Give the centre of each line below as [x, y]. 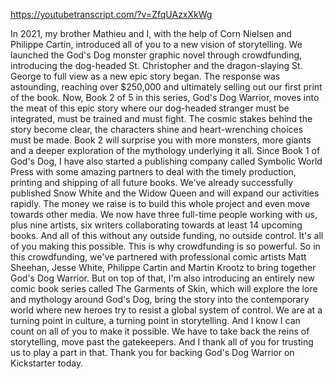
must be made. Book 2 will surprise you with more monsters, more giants [161, 140]
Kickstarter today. [47, 363]
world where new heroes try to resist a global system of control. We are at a [166, 310]
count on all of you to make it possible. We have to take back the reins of [160, 331]
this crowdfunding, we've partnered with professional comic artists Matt [158, 257]
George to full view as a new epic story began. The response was [145, 76]
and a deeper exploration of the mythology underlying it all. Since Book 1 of [165, 150]
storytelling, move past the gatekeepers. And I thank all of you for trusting [162, 342]
